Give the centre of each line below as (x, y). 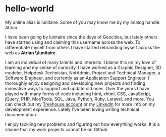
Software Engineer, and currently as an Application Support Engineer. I (77, 78)
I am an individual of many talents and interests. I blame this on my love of (81, 62)
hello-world (30, 9)
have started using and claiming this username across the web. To (73, 42)
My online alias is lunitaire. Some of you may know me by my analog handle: (83, 22)
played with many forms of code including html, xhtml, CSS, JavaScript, (78, 94)
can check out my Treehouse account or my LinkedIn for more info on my (80, 104)
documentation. (21, 114)
